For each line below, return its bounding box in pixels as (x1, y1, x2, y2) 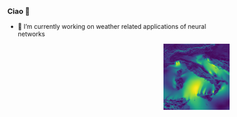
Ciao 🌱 (7, 6, 30, 16)
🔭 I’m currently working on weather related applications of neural (17, 23, 207, 31)
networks (17, 30, 46, 38)
